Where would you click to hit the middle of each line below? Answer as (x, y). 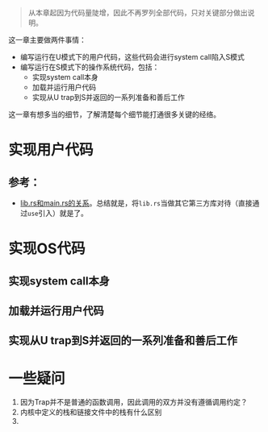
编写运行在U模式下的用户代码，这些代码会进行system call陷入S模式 (132, 57)
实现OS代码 (47, 249)
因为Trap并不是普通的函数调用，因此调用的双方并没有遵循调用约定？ (134, 402)
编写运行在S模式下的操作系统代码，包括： (90, 67)
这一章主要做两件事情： (47, 40)
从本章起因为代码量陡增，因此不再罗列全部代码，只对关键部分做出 (138, 12)
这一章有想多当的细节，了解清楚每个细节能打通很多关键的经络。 (114, 114)
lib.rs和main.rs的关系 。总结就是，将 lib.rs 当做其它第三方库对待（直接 (136, 203)
